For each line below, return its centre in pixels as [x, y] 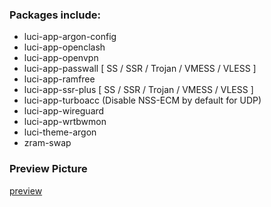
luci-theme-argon [60, 132]
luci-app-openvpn [61, 58]
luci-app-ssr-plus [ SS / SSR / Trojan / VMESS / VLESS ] [138, 90]
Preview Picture [48, 169]
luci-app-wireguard [64, 111]
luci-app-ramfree [59, 79]
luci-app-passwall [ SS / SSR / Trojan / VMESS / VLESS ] [140, 69]
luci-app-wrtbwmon [65, 122]
